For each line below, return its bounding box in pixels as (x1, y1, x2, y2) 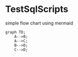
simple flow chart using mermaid (5, 20, 73, 26)
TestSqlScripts (5, 3, 68, 15)
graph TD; (5, 29, 26, 34)
